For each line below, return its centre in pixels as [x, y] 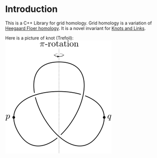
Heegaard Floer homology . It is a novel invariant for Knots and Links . [75, 28]
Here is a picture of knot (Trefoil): [39, 38]
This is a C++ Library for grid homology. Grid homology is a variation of [78, 23]
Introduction [31, 9]
